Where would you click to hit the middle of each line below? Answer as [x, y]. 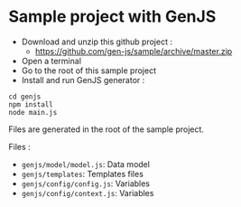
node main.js [33, 112]
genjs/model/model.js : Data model [86, 164]
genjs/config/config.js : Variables [86, 183]
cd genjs [25, 97]
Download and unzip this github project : [97, 42]
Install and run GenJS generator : [83, 80]
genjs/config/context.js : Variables [88, 193]
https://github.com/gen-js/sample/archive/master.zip [134, 51]
